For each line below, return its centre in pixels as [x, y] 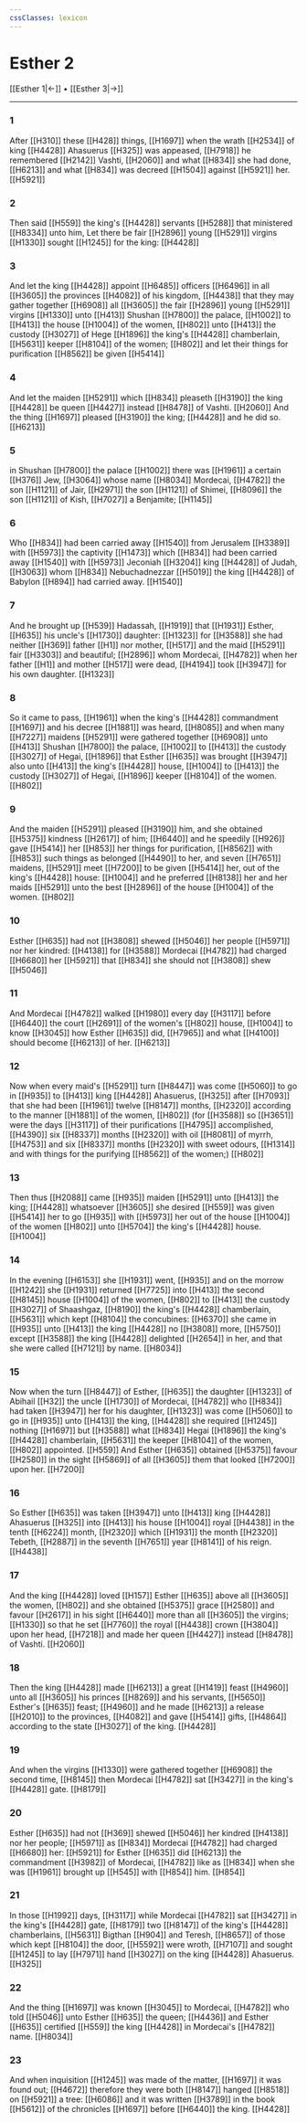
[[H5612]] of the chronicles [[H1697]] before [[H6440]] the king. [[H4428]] [150, 2109]
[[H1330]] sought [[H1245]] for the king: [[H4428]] [104, 242]
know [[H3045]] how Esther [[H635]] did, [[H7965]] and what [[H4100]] [144, 1033]
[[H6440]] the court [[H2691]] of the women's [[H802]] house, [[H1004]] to [151, 1023]
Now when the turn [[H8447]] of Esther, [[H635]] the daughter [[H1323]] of [151, 1392]
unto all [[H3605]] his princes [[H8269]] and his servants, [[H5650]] [138, 1697]
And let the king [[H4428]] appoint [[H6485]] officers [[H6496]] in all [139, 286]
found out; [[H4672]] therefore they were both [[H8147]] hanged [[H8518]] [149, 2090]
